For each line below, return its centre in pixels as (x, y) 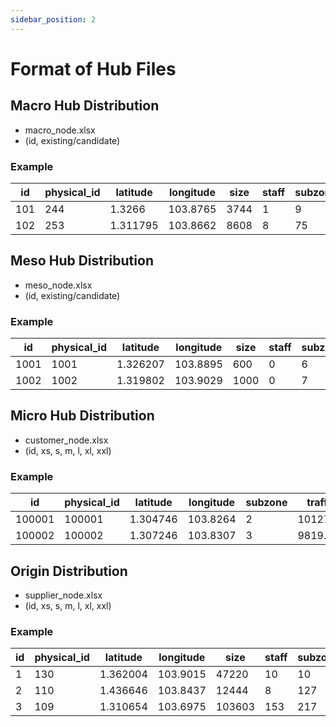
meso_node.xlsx (58, 285)
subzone (266, 503)
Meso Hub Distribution (82, 261)
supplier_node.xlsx (63, 595)
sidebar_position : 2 (53, 19)
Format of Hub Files (93, 68)
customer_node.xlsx (66, 440)
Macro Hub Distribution (85, 106)
